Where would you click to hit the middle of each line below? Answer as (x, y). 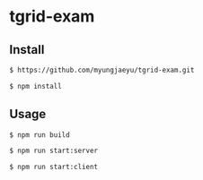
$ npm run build (40, 135)
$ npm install (36, 86)
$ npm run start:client (54, 167)
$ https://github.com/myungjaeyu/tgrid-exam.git (102, 70)
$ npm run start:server (54, 151)
